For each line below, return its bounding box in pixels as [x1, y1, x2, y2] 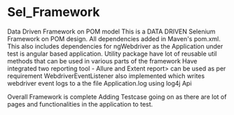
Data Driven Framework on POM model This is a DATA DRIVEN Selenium [7, 27, 216, 36]
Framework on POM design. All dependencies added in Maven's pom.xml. [7, 34, 221, 43]
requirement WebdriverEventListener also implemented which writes [7, 71, 205, 80]
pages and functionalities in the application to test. [7, 100, 153, 108]
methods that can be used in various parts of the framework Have [7, 56, 198, 65]
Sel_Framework [7, 4, 100, 20]
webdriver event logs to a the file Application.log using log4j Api [7, 79, 192, 87]
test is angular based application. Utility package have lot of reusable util [7, 49, 217, 58]
